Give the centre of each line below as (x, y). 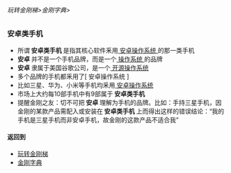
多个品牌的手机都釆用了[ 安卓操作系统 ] (73, 76)
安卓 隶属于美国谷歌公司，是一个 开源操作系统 (83, 67)
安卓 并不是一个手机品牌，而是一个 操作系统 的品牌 (90, 59)
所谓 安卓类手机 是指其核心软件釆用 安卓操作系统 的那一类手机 (106, 50)
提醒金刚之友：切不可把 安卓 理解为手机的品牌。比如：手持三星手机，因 (119, 102)
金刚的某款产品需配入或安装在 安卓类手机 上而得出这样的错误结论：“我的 (121, 111)
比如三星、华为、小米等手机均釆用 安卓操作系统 (85, 85)
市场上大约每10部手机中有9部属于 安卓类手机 (81, 94)
